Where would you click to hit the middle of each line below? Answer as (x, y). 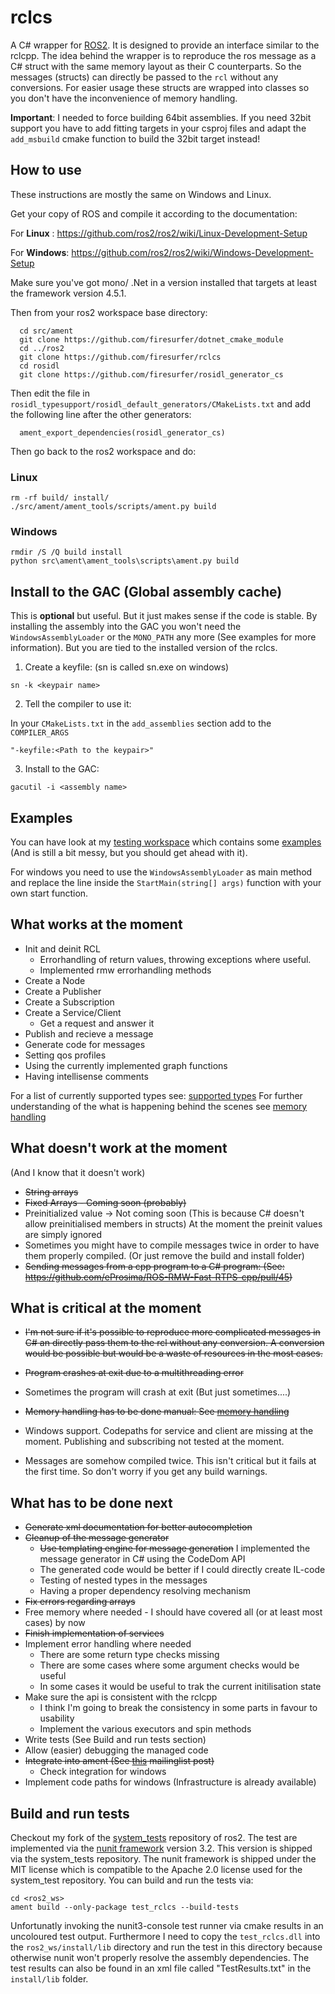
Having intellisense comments (86, 1076)
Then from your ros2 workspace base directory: (109, 312)
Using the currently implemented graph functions (126, 1065)
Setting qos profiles (65, 1055)
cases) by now (55, 1623)
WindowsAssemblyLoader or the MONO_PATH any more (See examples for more (163, 637)
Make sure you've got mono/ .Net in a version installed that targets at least (164, 282)
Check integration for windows (103, 1772)
